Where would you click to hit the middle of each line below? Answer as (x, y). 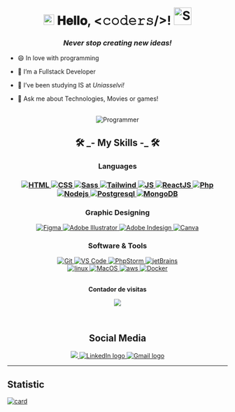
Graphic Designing (117, 212)
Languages (117, 166)
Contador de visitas (117, 290)
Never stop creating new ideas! (117, 43)
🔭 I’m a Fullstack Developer (56, 72)
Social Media (117, 338)
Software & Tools (117, 246)
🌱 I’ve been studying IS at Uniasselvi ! (71, 85)
